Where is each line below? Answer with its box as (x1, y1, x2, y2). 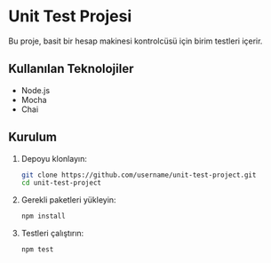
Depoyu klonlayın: (20, 153, 88, 163)
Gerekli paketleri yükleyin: (20, 195, 116, 205)
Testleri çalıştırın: (20, 228, 84, 239)
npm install (20, 211, 66, 221)
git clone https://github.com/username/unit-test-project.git (20, 171, 257, 179)
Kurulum (8, 130, 58, 145)
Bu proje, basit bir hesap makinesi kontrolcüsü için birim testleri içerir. (8, 36, 263, 46)
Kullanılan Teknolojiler (8, 61, 134, 76)
